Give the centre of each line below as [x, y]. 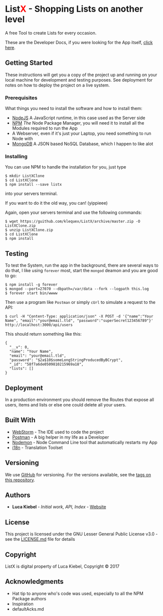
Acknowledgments [35, 582]
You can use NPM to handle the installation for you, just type [66, 167]
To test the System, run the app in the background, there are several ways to [82, 265]
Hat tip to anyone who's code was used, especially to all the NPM [78, 593]
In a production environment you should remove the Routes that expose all [80, 400]
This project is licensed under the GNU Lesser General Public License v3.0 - [81, 534]
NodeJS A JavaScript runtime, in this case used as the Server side [79, 118]
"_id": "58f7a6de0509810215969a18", [46, 364]
